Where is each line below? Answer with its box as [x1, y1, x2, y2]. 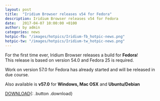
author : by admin [5, 25, 40, 30]
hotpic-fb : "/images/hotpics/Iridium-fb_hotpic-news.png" [5, 34, 125, 39]
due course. [5, 71, 29, 78]
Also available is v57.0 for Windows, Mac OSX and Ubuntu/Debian [5, 81, 140, 87]
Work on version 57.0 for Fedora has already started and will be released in [5, 67, 156, 72]
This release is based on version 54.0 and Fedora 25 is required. [5, 57, 134, 63]
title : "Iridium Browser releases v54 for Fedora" [5, 12, 112, 17]
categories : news [5, 30, 40, 34]
